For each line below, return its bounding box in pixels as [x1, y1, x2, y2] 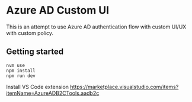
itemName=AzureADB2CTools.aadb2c [6, 90, 100, 97]
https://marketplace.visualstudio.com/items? [70, 83, 179, 90]
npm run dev [6, 72, 36, 79]
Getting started [6, 47, 64, 57]
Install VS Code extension [6, 83, 69, 90]
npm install [6, 68, 36, 74]
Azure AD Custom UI [6, 4, 110, 17]
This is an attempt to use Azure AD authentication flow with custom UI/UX [6, 23, 187, 30]
